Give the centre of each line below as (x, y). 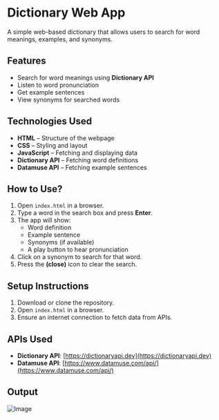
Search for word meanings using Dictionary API (85, 77)
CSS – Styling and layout (52, 145)
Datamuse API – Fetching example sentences (82, 167)
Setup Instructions (48, 286)
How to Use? (35, 189)
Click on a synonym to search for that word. (79, 257)
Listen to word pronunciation (58, 85)
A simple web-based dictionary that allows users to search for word (104, 32)
